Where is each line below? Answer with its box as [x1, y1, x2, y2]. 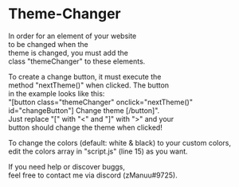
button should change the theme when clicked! [8, 123, 163, 132]
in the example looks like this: [8, 88, 105, 98]
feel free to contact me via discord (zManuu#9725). [8, 170, 178, 180]
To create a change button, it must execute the [8, 72, 162, 81]
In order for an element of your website [8, 31, 137, 41]
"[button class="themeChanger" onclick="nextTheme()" [8, 97, 194, 107]
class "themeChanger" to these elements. [8, 56, 146, 66]
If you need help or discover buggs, [8, 162, 126, 171]
